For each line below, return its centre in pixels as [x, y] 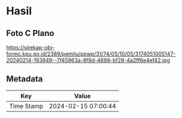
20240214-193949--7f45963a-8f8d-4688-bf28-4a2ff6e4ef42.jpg [88, 60]
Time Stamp [26, 106]
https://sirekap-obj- [31, 47]
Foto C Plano [30, 33]
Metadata [25, 79]
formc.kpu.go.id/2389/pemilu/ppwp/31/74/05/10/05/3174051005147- [91, 54]
